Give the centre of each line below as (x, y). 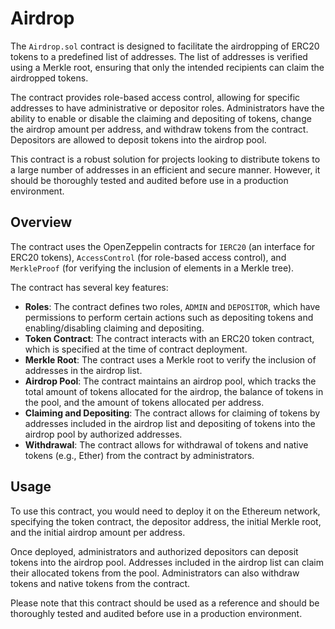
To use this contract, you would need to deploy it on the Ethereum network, (165, 511)
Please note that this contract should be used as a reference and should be (165, 603)
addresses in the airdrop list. (83, 370)
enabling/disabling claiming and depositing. (114, 328)
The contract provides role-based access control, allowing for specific (155, 97)
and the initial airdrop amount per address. (98, 532)
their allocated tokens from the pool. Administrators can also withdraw (155, 573)
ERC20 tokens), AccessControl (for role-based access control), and (148, 257)
